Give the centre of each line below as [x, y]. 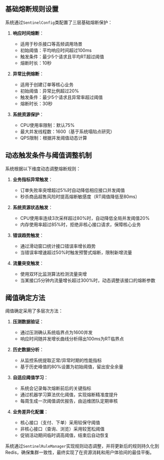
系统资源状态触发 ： [33, 207]
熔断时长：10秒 [36, 63]
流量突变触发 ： [28, 263]
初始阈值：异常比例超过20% [50, 91]
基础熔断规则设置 [32, 9]
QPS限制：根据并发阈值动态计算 [54, 138]
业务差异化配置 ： [30, 412]
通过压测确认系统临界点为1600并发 [56, 333]
